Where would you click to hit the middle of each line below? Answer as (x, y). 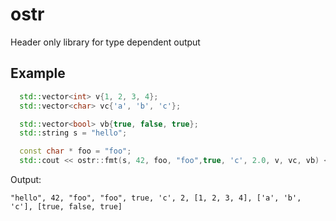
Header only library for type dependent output (105, 42)
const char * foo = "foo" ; (75, 151)
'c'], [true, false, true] (66, 207)
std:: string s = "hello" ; (73, 133)
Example (38, 73)
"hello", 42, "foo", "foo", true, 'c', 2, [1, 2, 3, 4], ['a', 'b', (156, 198)
